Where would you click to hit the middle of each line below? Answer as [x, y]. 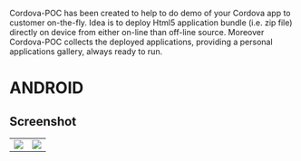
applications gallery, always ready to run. [86, 52]
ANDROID [47, 88]
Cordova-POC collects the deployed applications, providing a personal [141, 42]
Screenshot [43, 121]
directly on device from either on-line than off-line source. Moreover [137, 32]
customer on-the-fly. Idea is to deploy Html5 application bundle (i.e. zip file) [151, 23]
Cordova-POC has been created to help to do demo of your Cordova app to [150, 13]
